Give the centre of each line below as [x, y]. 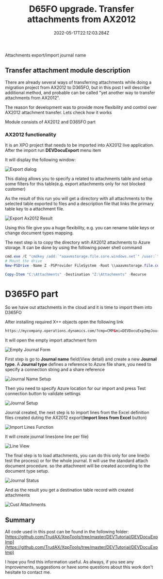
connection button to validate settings [43, 394]
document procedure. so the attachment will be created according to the [78, 466]
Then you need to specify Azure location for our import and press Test [75, 388]
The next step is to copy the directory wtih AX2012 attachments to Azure [78, 242]
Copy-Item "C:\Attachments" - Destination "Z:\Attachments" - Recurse [76, 274]
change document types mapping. [39, 233]
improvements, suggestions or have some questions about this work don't [79, 567]
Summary [20, 520]
